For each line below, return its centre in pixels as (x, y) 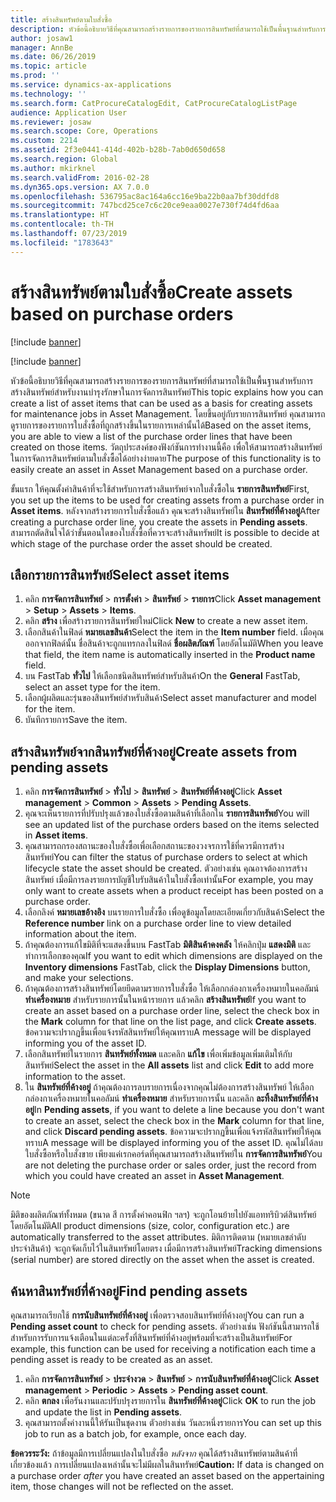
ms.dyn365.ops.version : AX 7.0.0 (80, 187)
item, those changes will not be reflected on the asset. (122, 1486)
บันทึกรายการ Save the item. (76, 720)
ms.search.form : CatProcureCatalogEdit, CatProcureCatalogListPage (154, 103)
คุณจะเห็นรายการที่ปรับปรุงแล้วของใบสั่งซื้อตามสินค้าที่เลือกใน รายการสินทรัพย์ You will (167, 813)
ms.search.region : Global (64, 159)
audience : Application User (69, 112)
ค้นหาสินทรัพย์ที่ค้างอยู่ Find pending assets (129, 1291)
